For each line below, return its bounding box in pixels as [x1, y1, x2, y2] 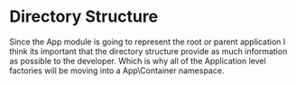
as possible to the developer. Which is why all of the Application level [9, 55, 266, 66]
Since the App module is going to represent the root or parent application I [9, 36, 286, 47]
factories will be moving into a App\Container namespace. [9, 65, 225, 76]
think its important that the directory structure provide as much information [9, 45, 288, 56]
